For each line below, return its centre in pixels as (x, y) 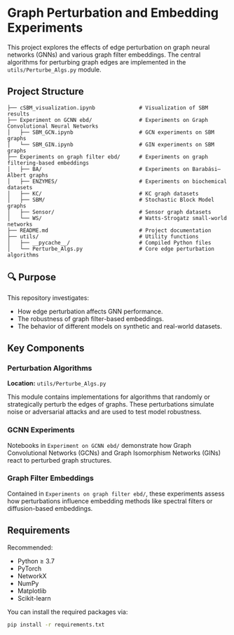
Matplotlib (32, 591)
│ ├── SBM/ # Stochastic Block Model (111, 200)
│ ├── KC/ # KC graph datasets (103, 193)
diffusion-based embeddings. (50, 508)
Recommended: (30, 547)
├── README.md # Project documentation (109, 230)
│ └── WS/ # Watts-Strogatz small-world (117, 218)
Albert (17, 175)
